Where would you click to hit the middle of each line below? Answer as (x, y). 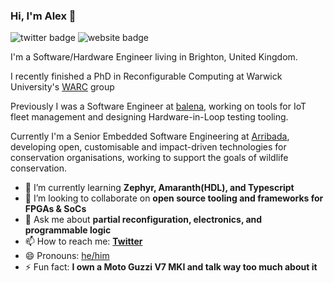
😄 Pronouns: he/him (67, 256)
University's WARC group (62, 87)
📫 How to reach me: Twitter (83, 241)
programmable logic (68, 230)
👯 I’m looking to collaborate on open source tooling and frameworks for (174, 198)
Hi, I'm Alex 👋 (43, 16)
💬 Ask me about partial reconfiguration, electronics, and (143, 220)
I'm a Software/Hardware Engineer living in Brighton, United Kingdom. (154, 57)
